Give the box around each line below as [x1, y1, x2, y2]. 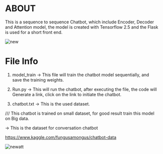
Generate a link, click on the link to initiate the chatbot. [12, 91, 122, 97]
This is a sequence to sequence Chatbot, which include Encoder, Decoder [5, 19, 154, 25]
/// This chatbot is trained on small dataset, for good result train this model [5, 110, 155, 116]
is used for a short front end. [5, 29, 62, 35]
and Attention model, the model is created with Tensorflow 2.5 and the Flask [5, 24, 159, 30]
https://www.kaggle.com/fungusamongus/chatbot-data [5, 134, 117, 140]
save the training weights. [12, 77, 64, 83]
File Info [5, 56, 38, 67]
